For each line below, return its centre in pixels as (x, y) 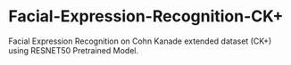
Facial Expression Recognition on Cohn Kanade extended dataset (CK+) (140, 41)
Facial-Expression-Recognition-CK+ (146, 16)
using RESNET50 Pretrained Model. (74, 50)
